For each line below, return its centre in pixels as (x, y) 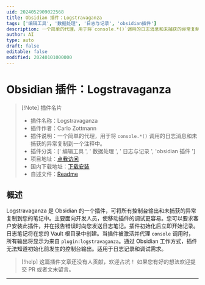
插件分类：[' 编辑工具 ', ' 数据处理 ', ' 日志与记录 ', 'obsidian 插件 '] (113, 151)
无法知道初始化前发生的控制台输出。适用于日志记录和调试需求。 (86, 249)
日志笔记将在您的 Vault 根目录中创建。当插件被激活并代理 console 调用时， (100, 234)
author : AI (20, 35)
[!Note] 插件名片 (41, 107)
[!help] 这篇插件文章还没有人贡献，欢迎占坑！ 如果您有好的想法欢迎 (106, 262)
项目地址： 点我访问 (55, 159)
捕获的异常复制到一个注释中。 (68, 143)
